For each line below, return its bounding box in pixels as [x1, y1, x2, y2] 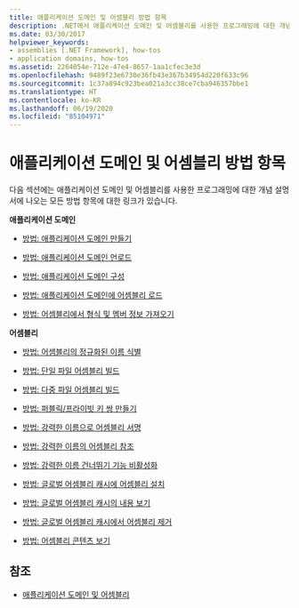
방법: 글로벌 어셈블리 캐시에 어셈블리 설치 [21, 479, 166, 490]
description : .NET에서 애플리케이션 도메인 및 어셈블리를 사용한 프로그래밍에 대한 [9, 21, 276, 30]
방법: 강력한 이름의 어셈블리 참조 [21, 441, 134, 452]
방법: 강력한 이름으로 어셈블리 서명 [21, 422, 141, 433]
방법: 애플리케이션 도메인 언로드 [21, 252, 132, 263]
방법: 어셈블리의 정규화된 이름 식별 [21, 347, 141, 357]
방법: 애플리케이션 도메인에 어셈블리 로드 [21, 290, 163, 300]
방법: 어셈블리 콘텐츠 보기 [21, 535, 111, 547]
